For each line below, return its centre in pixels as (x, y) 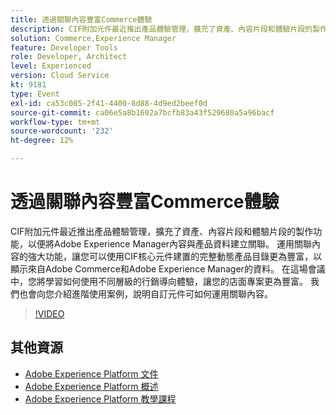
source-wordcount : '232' (62, 131)
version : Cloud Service (60, 76)
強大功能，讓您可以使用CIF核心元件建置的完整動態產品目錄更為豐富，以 (175, 256)
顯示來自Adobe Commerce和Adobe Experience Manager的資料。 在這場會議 (168, 268)
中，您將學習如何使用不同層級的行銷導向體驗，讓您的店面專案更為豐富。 (159, 281)
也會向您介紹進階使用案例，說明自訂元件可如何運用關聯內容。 (145, 293)
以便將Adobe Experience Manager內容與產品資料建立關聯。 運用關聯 (170, 243)
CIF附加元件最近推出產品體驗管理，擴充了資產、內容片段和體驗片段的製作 (162, 231)
